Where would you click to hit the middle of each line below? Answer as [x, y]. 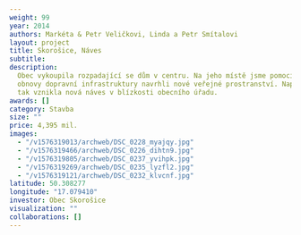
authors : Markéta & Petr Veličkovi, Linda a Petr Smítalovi [124, 34]
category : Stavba [42, 109]
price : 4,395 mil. [43, 126]
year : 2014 [30, 26]
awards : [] [30, 101]
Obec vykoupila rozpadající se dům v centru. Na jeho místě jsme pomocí [156, 76]
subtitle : [28, 59]
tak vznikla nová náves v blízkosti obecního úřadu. [118, 92]
